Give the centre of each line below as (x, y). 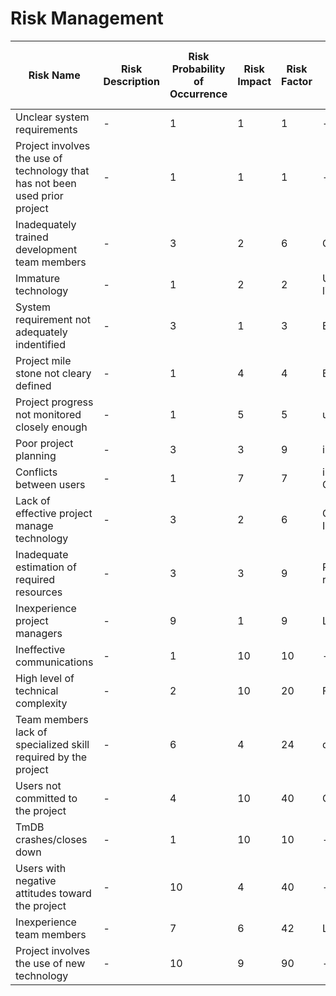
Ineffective (40, 649)
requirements (46, 129)
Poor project (44, 443)
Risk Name (54, 75)
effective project (54, 513)
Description (131, 81)
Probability (198, 69)
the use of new (50, 963)
